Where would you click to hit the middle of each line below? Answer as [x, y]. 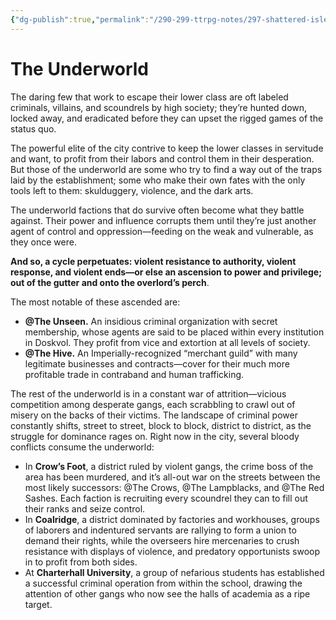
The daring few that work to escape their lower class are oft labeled [149, 97]
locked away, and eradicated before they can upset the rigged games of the [167, 118]
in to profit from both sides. [81, 562]
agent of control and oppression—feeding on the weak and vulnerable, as [162, 231]
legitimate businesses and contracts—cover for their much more [157, 363]
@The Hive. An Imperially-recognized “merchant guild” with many [161, 353]
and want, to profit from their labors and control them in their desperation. [162, 158]
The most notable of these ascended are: [95, 302]
